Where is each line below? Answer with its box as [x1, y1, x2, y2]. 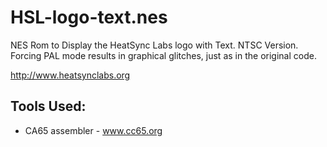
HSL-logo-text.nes [10, 6, 168, 29]
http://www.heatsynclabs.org [10, 69, 131, 81]
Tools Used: [10, 98, 87, 115]
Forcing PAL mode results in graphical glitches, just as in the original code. [10, 49, 317, 61]
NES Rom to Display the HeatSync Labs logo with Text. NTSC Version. [10, 39, 299, 51]
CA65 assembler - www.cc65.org [24, 124, 163, 136]
